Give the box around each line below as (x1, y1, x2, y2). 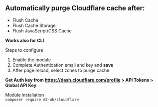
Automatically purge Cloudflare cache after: (5, 4, 146, 12)
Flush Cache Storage (12, 22, 56, 28)
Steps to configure (5, 47, 43, 53)
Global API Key (5, 82, 36, 88)
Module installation (5, 92, 44, 98)
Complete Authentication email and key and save (12, 62, 114, 68)
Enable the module (12, 57, 51, 63)
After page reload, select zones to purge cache (12, 67, 110, 73)
